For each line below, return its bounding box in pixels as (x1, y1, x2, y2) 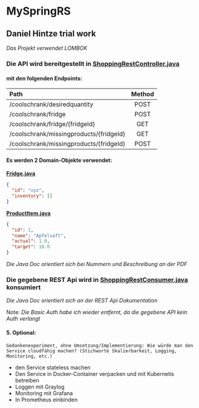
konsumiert (6, 283, 41, 292)
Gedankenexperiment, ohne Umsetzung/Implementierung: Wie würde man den (6, 343, 194, 349)
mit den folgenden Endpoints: (6, 75, 83, 82)
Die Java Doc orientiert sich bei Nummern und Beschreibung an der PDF (6, 261, 188, 268)
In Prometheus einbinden (15, 396, 78, 403)
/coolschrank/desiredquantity (9, 100, 94, 109)
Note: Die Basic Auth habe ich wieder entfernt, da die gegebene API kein (6, 309, 188, 316)
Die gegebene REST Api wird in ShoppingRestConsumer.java (6, 276, 189, 284)
